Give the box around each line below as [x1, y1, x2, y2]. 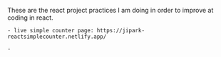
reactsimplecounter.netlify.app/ [7, 33, 107, 40]
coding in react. [7, 13, 53, 22]
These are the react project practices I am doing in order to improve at [7, 6, 214, 14]
